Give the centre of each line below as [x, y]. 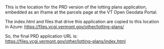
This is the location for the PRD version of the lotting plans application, [76, 7]
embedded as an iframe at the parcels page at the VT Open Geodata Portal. [81, 12]
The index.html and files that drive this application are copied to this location [82, 22]
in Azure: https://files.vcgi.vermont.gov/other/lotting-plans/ [65, 27]
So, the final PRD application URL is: [41, 36]
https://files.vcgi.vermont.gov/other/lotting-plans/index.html [65, 41]
